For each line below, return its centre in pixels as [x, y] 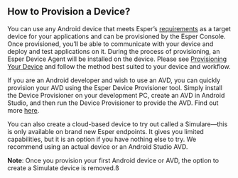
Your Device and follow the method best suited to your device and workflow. [119, 66]
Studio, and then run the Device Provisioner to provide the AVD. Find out [113, 103]
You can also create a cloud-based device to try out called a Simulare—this [118, 124]
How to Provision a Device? [69, 12]
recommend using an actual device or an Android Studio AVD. [98, 146]
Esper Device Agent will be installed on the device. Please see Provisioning [117, 59]
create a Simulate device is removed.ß [63, 168]
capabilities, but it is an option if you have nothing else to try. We [102, 139]
